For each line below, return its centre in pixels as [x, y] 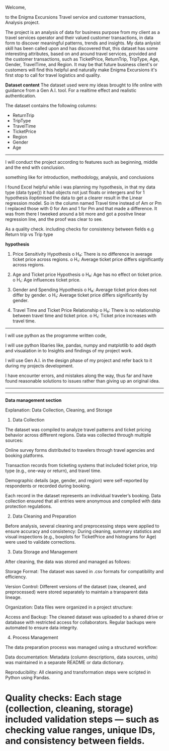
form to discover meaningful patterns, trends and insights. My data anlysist [83, 43]
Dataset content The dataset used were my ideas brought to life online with [84, 85]
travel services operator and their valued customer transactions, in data [79, 38]
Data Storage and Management [45, 552]
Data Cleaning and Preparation [44, 516]
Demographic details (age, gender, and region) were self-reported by [77, 480]
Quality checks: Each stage [64, 698]
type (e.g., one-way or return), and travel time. [53, 471]
